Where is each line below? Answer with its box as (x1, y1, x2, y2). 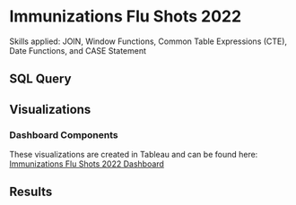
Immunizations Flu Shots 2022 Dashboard (9, 158, 164, 169)
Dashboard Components (9, 128, 118, 141)
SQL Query (9, 72, 72, 87)
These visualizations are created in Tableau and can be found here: (9, 149, 258, 160)
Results (9, 184, 53, 200)
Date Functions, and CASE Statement (9, 45, 146, 56)
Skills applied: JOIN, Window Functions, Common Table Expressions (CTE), (9, 36, 288, 47)
